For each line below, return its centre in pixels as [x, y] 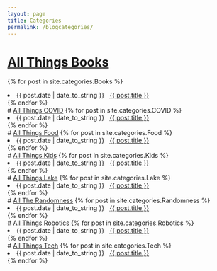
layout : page [27, 14]
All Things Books [58, 62]
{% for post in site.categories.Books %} [65, 81]
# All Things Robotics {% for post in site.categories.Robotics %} [101, 223]
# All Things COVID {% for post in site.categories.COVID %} [95, 110]
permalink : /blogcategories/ [50, 27]
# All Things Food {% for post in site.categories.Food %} [90, 133]
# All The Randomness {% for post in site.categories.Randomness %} [109, 201]
